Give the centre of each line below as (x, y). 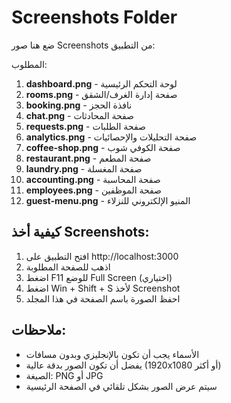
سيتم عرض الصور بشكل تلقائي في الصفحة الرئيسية (121, 386)
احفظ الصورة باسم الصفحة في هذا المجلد (103, 298)
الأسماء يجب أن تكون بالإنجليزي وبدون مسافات (112, 354)
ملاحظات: (39, 330)
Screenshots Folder (94, 17)
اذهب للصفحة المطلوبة (68, 267)
